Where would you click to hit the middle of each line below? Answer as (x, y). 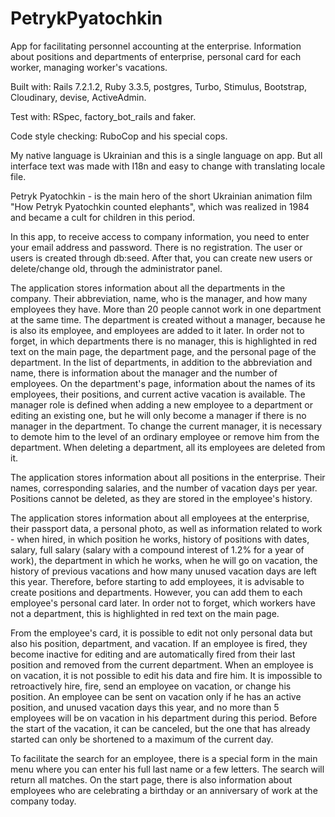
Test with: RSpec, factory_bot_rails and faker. (103, 116)
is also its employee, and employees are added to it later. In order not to (157, 330)
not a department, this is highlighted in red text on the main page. (145, 613)
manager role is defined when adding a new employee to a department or (161, 404)
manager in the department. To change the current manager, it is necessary (166, 426)
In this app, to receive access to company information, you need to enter (160, 236)
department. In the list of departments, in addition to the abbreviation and (161, 362)
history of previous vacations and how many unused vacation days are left (163, 571)
